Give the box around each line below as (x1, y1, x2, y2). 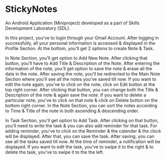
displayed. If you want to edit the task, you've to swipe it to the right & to (5, 144, 154, 150)
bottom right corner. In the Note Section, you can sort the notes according (5, 102, 158, 108)
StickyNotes (5, 3, 57, 15)
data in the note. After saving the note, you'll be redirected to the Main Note (5, 71, 161, 77)
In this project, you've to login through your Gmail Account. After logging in (5, 35, 159, 41)
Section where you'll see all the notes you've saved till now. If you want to (5, 76, 157, 82)
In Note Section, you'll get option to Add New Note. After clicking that (5, 55, 148, 61)
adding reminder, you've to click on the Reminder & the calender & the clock (5, 128, 162, 134)
